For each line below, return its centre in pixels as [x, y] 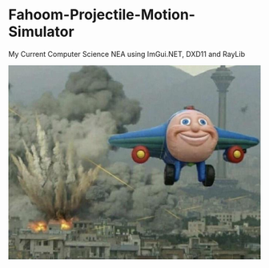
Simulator [41, 32]
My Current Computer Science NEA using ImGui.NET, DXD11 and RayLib [127, 54]
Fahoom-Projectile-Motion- [102, 15]
